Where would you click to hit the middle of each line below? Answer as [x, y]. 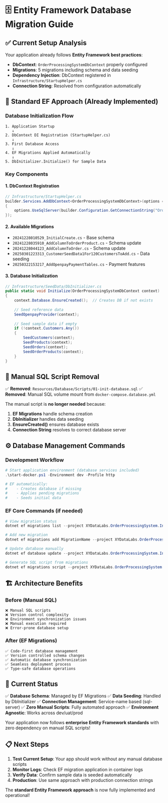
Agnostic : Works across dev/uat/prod [44, 713]
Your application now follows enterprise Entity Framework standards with [82, 723]
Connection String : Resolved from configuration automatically [77, 86]
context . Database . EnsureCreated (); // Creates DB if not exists [84, 300]
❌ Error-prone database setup [37, 628]
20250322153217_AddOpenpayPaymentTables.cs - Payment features [79, 264]
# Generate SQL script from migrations [47, 562]
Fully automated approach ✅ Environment [115, 707]
